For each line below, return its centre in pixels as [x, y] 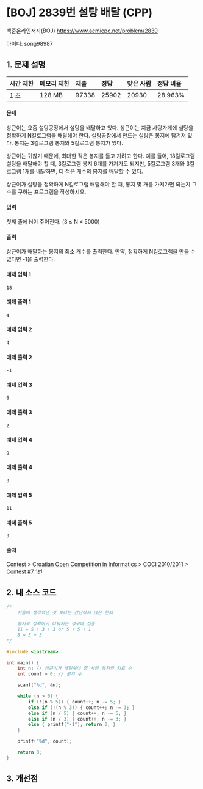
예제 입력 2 [19, 329]
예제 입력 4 [19, 440]
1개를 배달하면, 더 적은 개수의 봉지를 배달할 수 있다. [83, 171]
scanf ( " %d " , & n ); [39, 685]
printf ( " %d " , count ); [45, 741]
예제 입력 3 [19, 384]
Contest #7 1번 [24, 571]
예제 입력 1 [19, 274]
